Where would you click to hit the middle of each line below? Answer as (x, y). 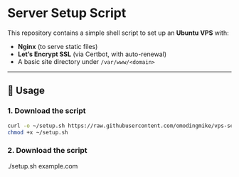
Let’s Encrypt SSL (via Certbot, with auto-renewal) (92, 54)
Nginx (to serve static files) (58, 46)
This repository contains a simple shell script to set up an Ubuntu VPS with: (118, 33)
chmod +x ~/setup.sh (38, 132)
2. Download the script (47, 151)
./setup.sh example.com (43, 166)
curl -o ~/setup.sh (36, 126)
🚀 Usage (26, 91)
